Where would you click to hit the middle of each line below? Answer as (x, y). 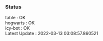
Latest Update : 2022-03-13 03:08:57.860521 (52, 34)
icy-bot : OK (17, 28)
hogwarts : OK (20, 23)
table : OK (15, 18)
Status (13, 7)
